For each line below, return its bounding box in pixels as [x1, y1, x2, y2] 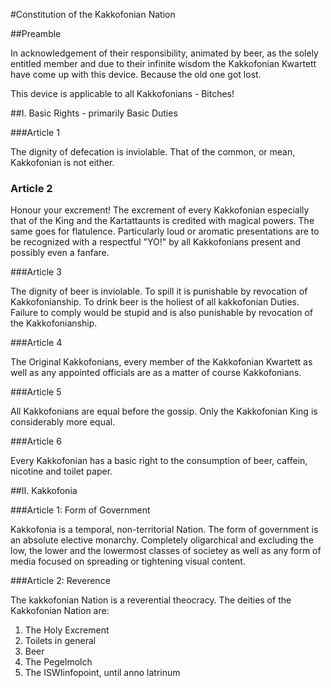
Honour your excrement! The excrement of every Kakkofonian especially [10, 204, 310, 216]
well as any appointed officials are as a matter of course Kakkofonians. [10, 367, 302, 379]
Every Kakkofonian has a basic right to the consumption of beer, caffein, [10, 455, 308, 467]
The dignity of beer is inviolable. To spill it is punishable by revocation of [10, 285, 308, 298]
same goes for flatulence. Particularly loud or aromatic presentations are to [10, 225, 320, 238]
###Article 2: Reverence [10, 575, 111, 587]
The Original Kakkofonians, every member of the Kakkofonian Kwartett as [10, 356, 313, 368]
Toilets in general [24, 635, 97, 647]
